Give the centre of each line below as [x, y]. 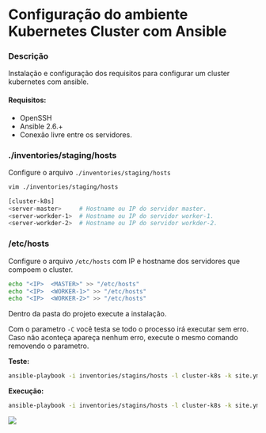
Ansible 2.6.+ [41, 126]
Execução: [26, 391]
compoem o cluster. [41, 269]
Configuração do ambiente [98, 15]
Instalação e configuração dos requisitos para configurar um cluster [119, 74]
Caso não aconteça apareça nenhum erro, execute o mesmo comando [123, 338]
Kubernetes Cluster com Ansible [118, 31]
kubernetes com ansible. [49, 82]
